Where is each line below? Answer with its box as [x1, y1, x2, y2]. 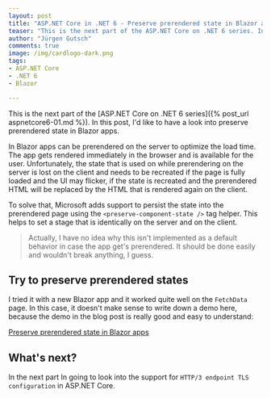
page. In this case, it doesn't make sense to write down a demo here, [8, 304, 238, 313]
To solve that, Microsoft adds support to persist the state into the [8, 199, 224, 210]
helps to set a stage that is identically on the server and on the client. [8, 217, 238, 227]
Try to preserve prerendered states [8, 273, 189, 287]
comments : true [8, 42, 60, 50]
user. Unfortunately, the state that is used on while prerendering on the [8, 158, 244, 168]
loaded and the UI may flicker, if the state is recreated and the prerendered [8, 175, 256, 186]
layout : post [8, 11, 52, 20]
